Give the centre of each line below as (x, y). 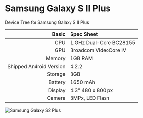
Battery (57, 82)
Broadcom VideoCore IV (98, 50)
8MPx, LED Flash (90, 98)
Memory (56, 58)
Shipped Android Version (36, 66)
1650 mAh (83, 82)
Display (57, 90)
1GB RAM (82, 58)
